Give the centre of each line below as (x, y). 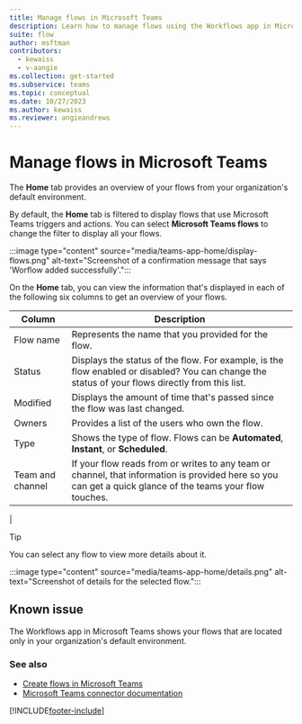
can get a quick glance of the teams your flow (168, 487)
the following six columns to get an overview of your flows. (118, 297)
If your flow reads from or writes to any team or (171, 464)
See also (28, 664)
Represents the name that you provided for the (169, 335)
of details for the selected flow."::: (138, 582)
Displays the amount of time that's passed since (173, 398)
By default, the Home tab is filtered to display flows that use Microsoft (139, 215)
